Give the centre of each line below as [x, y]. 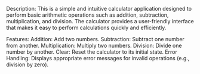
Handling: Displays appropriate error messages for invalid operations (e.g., [98, 58]
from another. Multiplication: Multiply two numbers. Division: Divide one [94, 45]
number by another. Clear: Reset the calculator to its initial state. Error [92, 52]
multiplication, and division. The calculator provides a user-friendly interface [100, 21]
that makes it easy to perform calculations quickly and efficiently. [86, 27]
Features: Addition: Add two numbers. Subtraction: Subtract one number [96, 39]
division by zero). [27, 64]
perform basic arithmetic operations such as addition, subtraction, [87, 15]
